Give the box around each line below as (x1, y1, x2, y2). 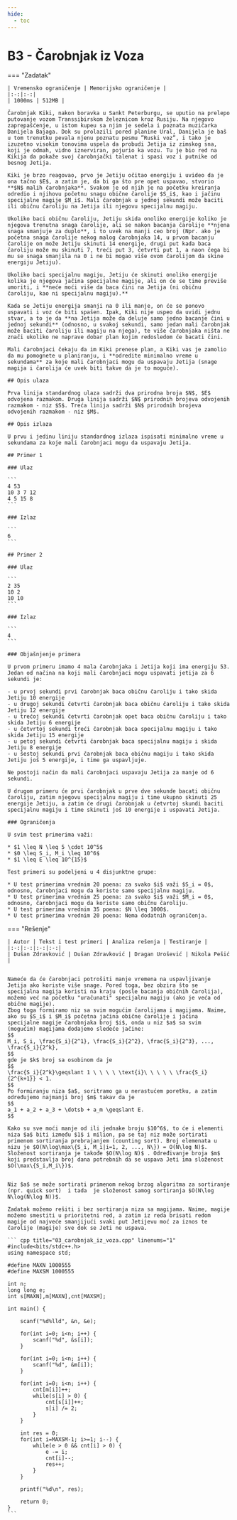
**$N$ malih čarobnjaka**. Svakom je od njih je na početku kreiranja (7, 184, 221, 192)
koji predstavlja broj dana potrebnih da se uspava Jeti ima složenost (7, 1156, 224, 1163)
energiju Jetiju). (7, 259, 62, 267)
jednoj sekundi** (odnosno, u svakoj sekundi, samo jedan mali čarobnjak (7, 321, 231, 328)
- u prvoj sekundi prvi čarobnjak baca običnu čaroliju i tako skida (7, 688, 218, 695)
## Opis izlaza (7, 421, 53, 428)
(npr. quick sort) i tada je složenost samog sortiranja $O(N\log (7, 1187, 214, 1194)
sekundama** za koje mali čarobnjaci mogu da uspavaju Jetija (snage (7, 358, 218, 366)
